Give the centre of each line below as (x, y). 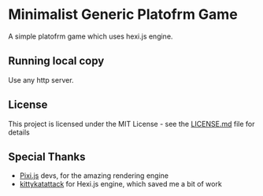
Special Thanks (47, 156)
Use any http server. (41, 80)
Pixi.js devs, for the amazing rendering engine (94, 176)
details (19, 132)
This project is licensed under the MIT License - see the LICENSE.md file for (131, 124)
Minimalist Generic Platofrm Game (123, 15)
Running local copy (56, 61)
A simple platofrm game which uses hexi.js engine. (91, 36)
